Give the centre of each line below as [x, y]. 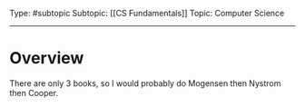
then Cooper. [34, 92]
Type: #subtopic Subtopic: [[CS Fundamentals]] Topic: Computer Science [147, 13]
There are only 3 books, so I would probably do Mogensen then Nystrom [145, 83]
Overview [47, 58]
